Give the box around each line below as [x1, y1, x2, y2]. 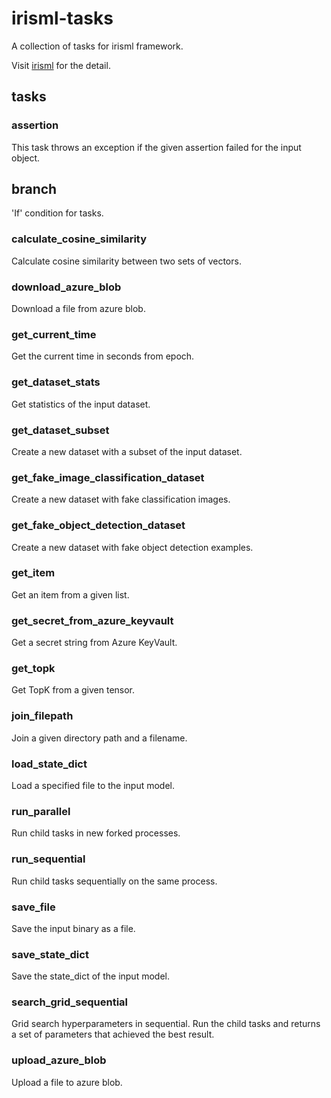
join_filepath [11, 709, 74, 723]
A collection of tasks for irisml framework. [11, 40, 184, 52]
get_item [11, 566, 56, 580]
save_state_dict [11, 947, 89, 961]
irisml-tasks [11, 7, 114, 30]
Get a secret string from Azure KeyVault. [11, 637, 178, 649]
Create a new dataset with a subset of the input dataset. [11, 445, 243, 457]
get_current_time [11, 327, 97, 341]
